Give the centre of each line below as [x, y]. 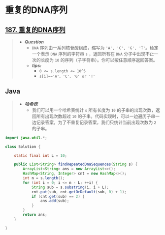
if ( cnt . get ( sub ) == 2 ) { [58, 196]
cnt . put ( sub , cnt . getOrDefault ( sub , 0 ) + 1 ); [79, 192]
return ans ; [35, 215]
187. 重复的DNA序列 [35, 30]
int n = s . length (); [44, 178]
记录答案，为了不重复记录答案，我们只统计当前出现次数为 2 [96, 122]
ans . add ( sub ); [55, 201]
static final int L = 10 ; [41, 155]
